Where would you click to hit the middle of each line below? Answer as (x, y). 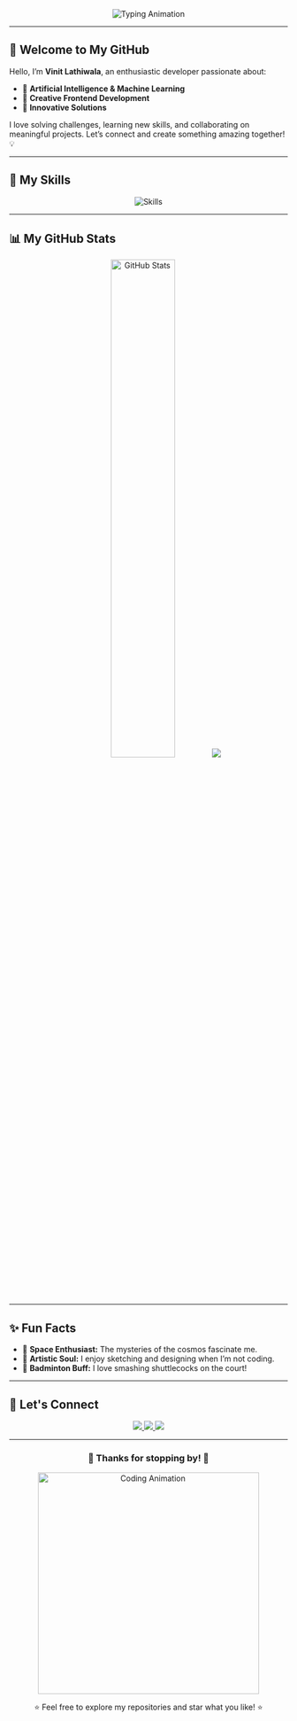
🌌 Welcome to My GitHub (80, 50)
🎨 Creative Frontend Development (86, 97)
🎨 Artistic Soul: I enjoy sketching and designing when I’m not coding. (148, 1359)
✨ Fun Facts (43, 1328)
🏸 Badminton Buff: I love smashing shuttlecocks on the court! (134, 1368)
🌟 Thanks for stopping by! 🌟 (148, 1458)
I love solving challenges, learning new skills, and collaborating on (129, 124)
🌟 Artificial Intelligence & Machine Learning (103, 89)
